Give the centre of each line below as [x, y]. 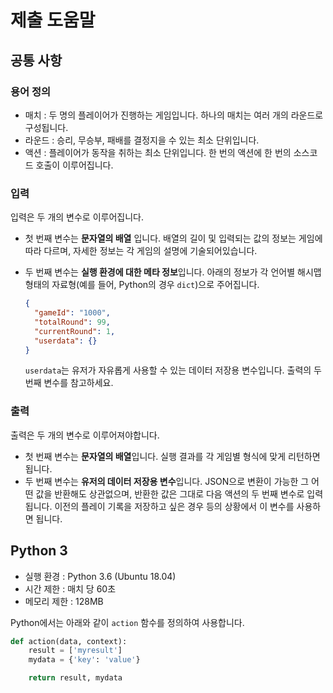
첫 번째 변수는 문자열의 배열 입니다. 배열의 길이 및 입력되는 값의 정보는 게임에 [173, 238]
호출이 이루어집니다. [74, 165]
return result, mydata [75, 678]
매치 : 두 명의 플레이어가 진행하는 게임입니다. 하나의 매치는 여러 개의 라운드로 [174, 115]
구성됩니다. [46, 127]
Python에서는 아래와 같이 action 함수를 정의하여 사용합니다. [127, 622]
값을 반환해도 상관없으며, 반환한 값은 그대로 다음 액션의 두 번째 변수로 [170, 493]
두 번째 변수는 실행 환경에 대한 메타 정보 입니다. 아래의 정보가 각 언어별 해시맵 [173, 272]
